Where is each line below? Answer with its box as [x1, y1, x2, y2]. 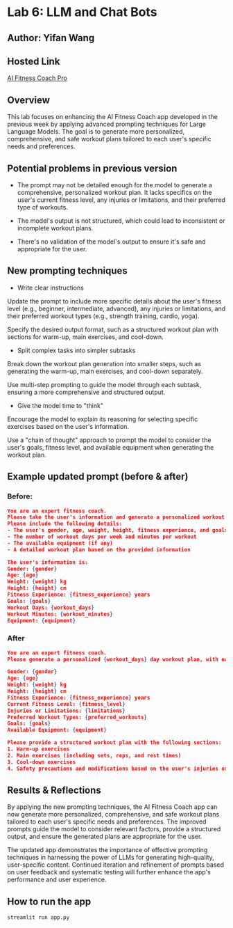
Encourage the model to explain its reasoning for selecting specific [7, 415, 198, 423]
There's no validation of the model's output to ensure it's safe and [17, 237, 206, 246]
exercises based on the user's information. [7, 422, 130, 430]
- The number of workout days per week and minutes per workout [7, 533, 197, 540]
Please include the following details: [7, 520, 123, 528]
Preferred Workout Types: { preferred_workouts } [7, 714, 148, 721]
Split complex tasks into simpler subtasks [17, 346, 136, 354]
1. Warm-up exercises [7, 746, 70, 753]
